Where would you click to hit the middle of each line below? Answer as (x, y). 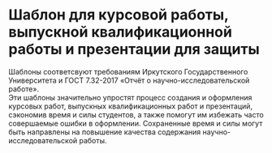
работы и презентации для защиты (134, 49)
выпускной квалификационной (121, 32)
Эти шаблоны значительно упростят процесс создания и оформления (130, 97)
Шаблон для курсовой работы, (119, 15)
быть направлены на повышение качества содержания (105, 132)
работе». (24, 89)
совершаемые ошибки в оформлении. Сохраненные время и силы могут (136, 123)
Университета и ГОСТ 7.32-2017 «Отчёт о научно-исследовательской (129, 80)
